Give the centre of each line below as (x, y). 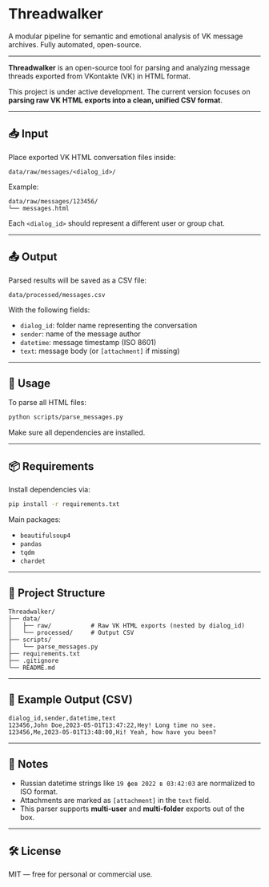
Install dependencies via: (49, 490)
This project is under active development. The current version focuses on (129, 91)
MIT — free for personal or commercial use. (80, 874)
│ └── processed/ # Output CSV (71, 632)
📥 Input (28, 134)
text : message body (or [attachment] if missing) (100, 351)
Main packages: (35, 519)
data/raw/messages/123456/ (53, 201)
